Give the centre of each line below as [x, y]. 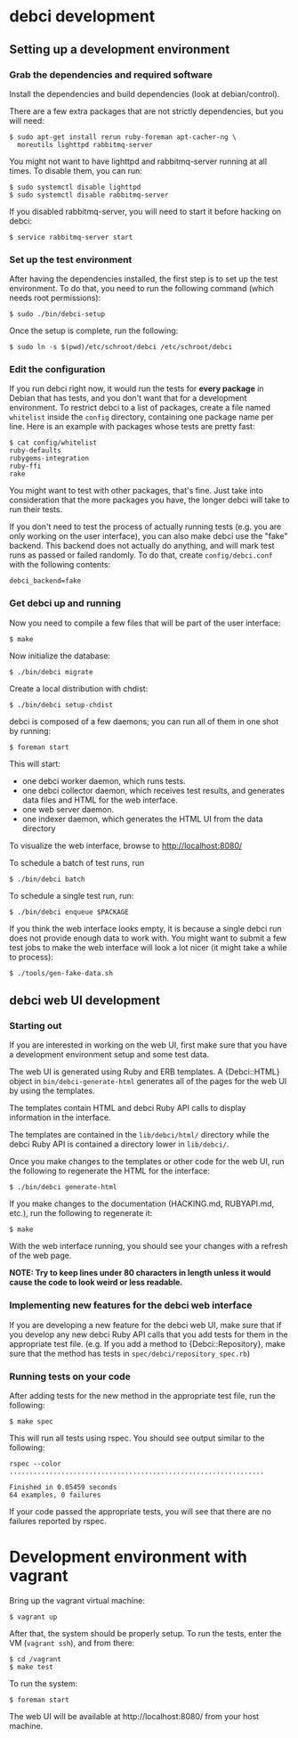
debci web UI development [85, 1001]
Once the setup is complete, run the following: [94, 330]
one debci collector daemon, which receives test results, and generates [153, 790]
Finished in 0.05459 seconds [63, 1488]
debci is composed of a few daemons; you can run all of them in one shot [144, 721]
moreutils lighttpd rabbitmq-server [85, 144]
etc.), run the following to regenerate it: [81, 1213]
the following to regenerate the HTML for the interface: [110, 1171]
